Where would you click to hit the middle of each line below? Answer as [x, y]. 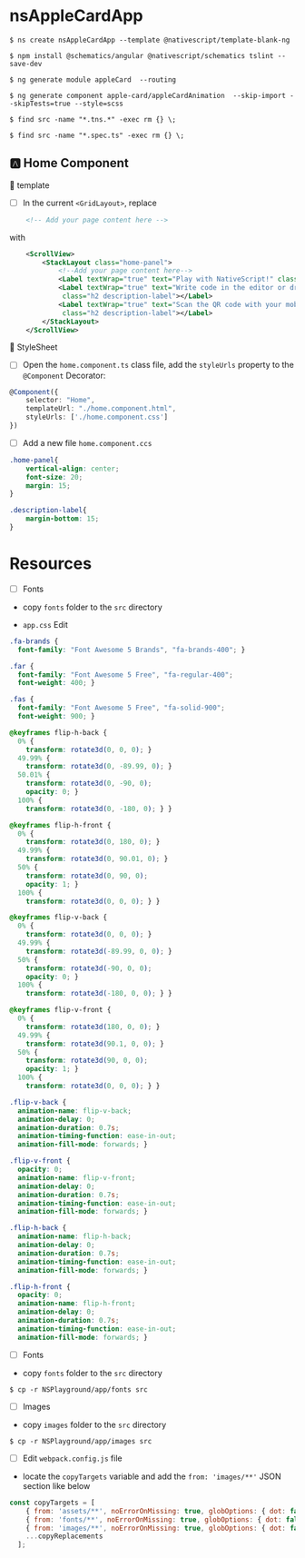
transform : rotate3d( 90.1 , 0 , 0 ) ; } [95, 1044]
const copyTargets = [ [52, 1503]
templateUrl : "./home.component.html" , [101, 409]
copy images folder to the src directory [94, 1424]
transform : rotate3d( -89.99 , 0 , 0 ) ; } [99, 951]
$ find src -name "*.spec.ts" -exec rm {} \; [97, 135]
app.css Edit [45, 624]
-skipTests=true [40, 104]
